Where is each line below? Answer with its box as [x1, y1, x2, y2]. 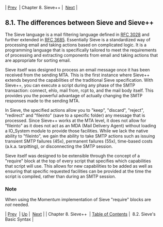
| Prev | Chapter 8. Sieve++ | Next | [5, 5, 78, 10]
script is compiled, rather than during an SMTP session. [5, 173, 116, 179]
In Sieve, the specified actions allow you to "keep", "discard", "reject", [5, 107, 145, 113]
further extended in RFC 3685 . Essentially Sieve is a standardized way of [5, 36, 150, 42]
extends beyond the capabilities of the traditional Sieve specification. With [5, 77, 154, 83]
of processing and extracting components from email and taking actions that [5, 52, 158, 58]
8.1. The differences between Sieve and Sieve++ [5, 18, 154, 27]
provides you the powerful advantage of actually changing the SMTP [5, 92, 143, 98]
